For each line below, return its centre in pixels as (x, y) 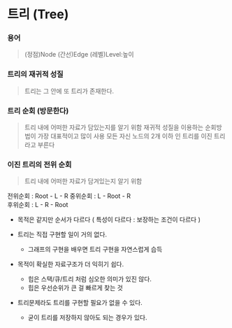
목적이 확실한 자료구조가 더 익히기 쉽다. (71, 264)
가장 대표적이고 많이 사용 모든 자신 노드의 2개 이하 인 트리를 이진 (125, 136)
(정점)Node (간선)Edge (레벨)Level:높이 (79, 55)
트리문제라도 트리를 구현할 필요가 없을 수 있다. (80, 303)
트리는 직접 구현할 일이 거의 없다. (62, 234)
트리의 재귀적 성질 (36, 74)
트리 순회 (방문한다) (38, 110)
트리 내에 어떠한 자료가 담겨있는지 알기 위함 (83, 181)
